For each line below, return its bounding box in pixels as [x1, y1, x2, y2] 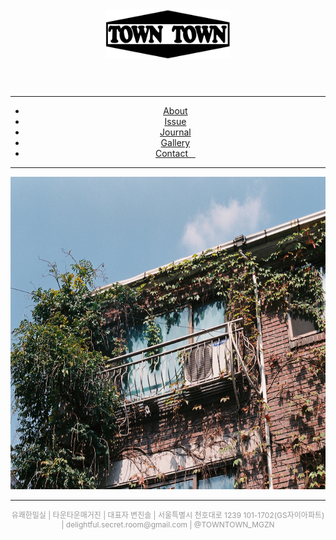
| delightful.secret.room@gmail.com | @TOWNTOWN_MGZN [61, 519, 275, 530]
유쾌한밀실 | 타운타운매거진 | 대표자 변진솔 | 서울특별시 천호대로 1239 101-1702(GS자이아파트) [11, 510, 325, 520]
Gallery [160, 137, 191, 148]
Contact [155, 148, 188, 159]
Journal [159, 126, 192, 138]
